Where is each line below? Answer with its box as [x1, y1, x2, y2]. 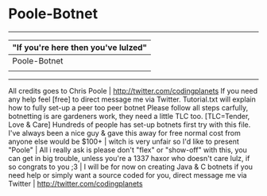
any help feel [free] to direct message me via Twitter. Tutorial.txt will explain [8, 94, 256, 104]
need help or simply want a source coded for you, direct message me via [8, 170, 248, 179]
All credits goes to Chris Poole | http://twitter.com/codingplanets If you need [8, 86, 258, 95]
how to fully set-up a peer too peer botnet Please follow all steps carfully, [8, 102, 249, 112]
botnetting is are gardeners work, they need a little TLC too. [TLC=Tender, [8, 111, 250, 121]
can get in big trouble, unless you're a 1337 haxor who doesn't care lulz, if [8, 153, 250, 163]
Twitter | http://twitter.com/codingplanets [8, 179, 143, 188]
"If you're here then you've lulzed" [12, 41, 148, 52]
